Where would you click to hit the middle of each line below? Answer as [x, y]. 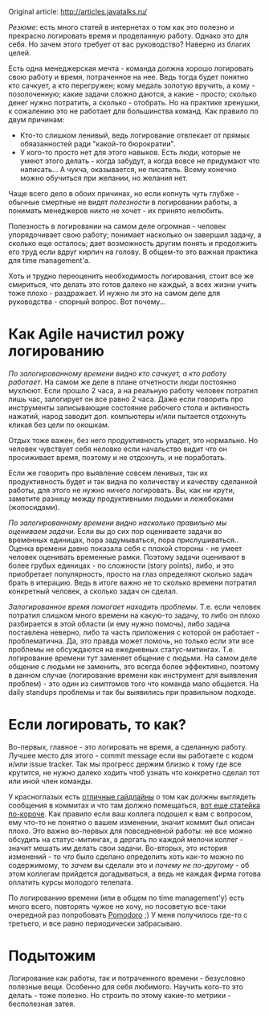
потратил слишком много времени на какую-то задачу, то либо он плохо [134, 615]
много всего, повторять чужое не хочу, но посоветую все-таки [117, 906]
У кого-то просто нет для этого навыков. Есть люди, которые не [130, 152]
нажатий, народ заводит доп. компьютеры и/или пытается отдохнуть [127, 416]
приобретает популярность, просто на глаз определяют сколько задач [130, 573]
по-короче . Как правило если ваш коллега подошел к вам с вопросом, [131, 814]
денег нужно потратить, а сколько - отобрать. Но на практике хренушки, [134, 103]
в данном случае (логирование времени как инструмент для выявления [133, 675]
